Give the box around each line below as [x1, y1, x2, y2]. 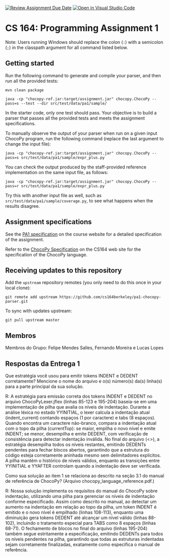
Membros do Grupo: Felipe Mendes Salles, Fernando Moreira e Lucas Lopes [5, 345, 164, 351]
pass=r [5, 183, 19, 189]
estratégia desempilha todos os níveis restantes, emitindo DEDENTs [5, 441, 146, 448]
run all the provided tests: [5, 78, 59, 84]
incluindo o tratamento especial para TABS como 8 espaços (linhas [17, 520, 156, 526]
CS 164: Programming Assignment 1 [5, 23, 159, 34]
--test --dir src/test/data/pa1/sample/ [21, 101, 107, 106]
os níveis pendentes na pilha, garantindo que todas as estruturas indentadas [5, 536, 164, 542]
